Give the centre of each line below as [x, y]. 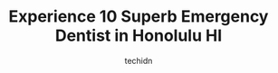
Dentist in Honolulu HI [139, 36]
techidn [139, 60]
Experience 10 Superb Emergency [139, 17]
